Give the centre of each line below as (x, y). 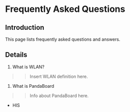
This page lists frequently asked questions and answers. (63, 39)
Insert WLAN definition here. (59, 76)
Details (16, 55)
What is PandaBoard (33, 86)
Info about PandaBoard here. (59, 96)
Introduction (25, 28)
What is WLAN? (28, 67)
